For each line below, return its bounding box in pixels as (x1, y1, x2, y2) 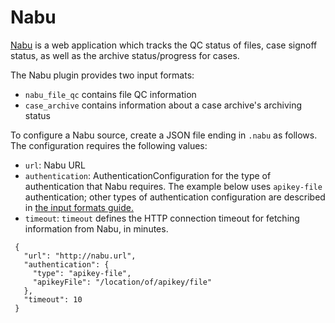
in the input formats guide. (24, 201, 134, 213)
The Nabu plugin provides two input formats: (10, 69, 195, 81)
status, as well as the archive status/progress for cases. (10, 49, 240, 61)
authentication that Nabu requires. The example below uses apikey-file (24, 180, 323, 192)
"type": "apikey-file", (32, 268, 132, 278)
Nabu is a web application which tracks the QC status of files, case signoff (10, 39, 318, 51)
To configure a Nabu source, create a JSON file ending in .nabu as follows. (10, 129, 318, 141)
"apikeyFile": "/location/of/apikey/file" (32, 277, 213, 287)
